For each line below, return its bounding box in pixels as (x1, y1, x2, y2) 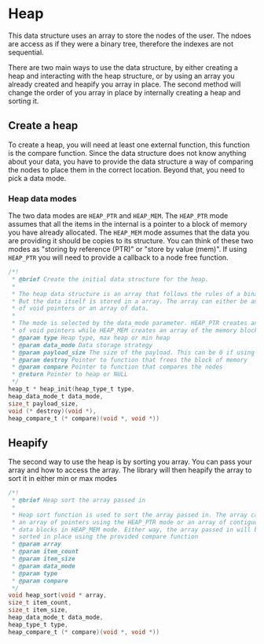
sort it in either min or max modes (8, 474, 118, 483)
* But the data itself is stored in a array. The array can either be (11, 297, 247, 305)
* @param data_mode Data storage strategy (11, 341, 153, 349)
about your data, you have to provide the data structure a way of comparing (8, 157, 254, 166)
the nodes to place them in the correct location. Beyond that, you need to (8, 165, 245, 174)
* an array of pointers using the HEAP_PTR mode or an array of (11, 518, 226, 526)
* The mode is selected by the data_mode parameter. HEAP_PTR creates (11, 320, 247, 328)
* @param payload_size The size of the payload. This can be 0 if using (11, 348, 255, 357)
